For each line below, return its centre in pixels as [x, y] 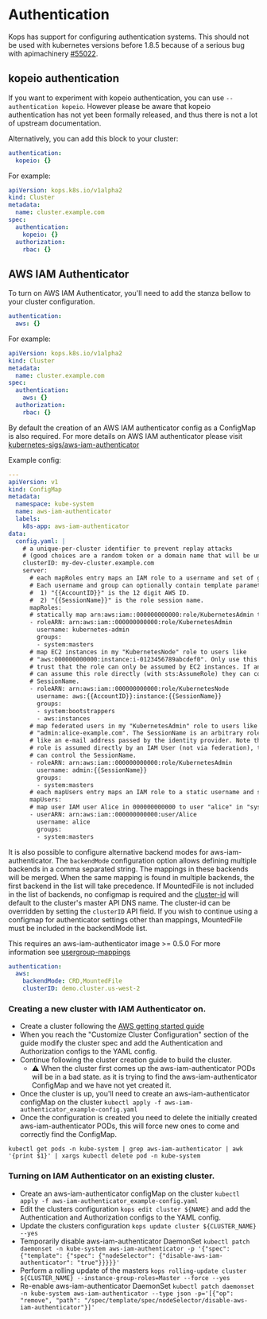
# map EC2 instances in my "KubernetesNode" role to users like [138, 652]
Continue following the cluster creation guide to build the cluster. [126, 1060]
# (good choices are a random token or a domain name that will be [136, 556]
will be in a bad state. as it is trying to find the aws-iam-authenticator [144, 1077]
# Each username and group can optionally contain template [131, 585]
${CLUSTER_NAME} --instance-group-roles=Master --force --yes [125, 1278]
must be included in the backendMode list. [78, 928]
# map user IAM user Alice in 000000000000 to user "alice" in [136, 807]
